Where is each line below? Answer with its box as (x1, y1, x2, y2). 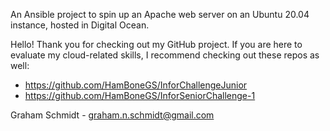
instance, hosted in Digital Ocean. (10, 19, 150, 31)
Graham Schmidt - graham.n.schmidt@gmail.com (10, 109, 215, 121)
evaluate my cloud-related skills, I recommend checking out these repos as (10, 49, 320, 61)
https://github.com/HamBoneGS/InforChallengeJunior (24, 79, 248, 91)
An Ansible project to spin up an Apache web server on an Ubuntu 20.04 (10, 9, 310, 20)
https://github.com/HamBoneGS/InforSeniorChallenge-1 (24, 90, 256, 101)
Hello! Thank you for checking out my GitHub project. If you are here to (10, 39, 303, 50)
